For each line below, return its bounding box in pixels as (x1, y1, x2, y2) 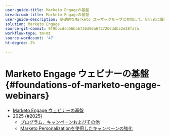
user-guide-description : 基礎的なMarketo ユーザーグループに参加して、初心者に (5, 17, 160, 22)
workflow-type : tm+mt (5, 31, 51, 36)
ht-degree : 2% (5, 40, 35, 46)
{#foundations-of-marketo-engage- (5, 79, 161, 90)
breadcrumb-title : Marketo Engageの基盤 (5, 12, 90, 17)
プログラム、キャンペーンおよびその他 (20, 119, 100, 125)
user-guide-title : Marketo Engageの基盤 (5, 7, 90, 13)
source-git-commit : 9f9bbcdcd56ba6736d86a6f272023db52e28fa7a (5, 26, 139, 31)
